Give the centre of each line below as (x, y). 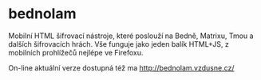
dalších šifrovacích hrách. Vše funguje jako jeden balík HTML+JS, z (119, 44)
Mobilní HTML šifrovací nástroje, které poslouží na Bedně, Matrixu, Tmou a (131, 36)
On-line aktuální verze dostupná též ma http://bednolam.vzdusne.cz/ (121, 67)
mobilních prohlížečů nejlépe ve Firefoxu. (76, 52)
